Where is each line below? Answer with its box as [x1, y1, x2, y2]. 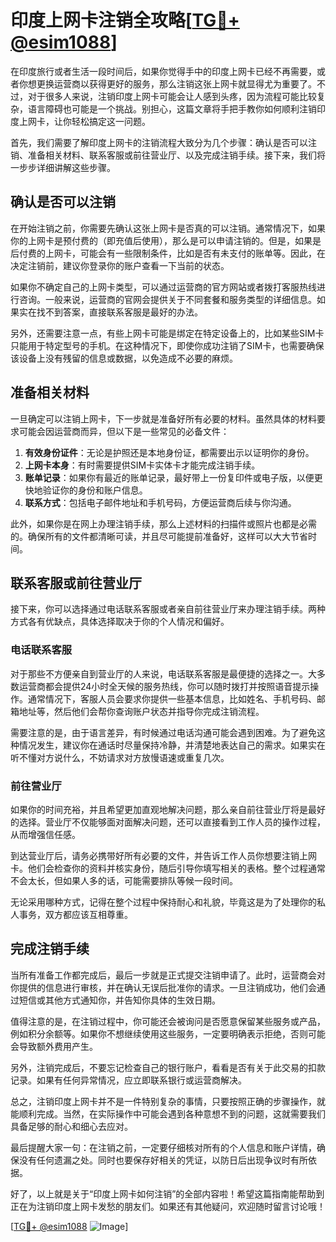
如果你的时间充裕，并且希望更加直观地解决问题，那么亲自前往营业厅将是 [10, 803, 308, 815]
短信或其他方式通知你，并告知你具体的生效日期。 [18, 994, 221, 1006]
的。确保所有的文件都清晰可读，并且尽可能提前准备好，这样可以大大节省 [10, 530, 308, 542]
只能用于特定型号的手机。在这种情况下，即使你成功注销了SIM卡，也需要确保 [10, 339, 325, 351]
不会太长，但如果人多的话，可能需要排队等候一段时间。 [10, 874, 238, 886]
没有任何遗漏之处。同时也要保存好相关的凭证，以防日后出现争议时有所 [18, 1154, 308, 1166]
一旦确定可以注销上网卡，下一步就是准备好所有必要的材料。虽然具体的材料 [10, 412, 317, 425]
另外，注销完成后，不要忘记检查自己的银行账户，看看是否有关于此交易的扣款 [10, 1061, 326, 1073]
